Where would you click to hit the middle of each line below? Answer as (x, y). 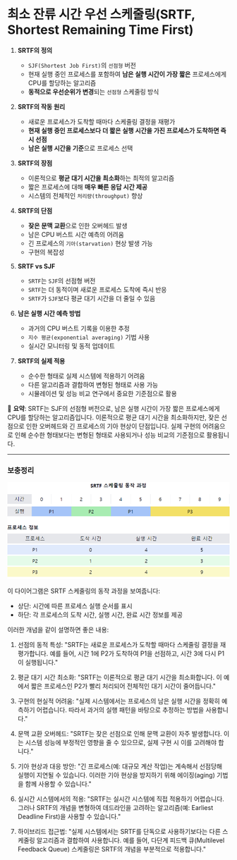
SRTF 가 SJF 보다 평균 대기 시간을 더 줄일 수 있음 (92, 298)
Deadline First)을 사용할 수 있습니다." (69, 816)
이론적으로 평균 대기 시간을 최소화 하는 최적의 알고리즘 (101, 178)
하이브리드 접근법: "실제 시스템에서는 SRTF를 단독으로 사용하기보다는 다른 (119, 831)
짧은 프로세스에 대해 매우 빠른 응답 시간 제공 (88, 187)
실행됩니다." (42, 662)
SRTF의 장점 (35, 163)
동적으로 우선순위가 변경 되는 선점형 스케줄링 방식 (93, 92)
